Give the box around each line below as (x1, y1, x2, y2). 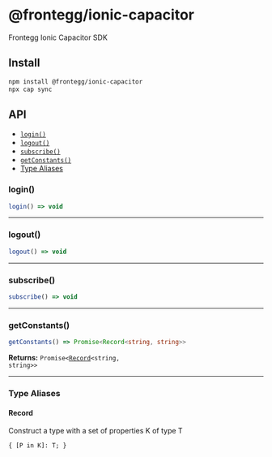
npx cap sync (8, 85, 53, 93)
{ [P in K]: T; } (8, 442, 67, 450)
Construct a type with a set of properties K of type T (8, 426, 184, 436)
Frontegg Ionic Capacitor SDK (8, 32, 108, 42)
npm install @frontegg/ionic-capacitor (8, 77, 143, 86)
